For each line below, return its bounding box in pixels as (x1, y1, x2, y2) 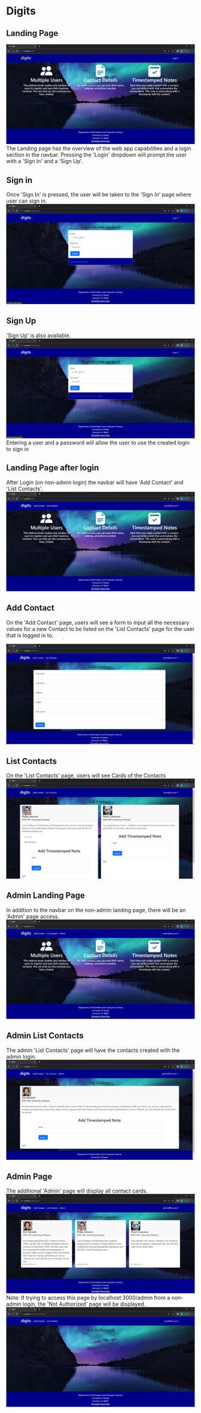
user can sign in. (6, 197, 47, 205)
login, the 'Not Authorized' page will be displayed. (23, 1300, 146, 1307)
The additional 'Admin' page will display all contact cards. (6, 1187, 148, 1195)
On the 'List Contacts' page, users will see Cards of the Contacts (6, 772, 166, 779)
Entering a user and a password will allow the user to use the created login (6, 439, 190, 446)
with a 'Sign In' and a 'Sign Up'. (6, 158, 83, 165)
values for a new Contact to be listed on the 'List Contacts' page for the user (6, 625, 195, 632)
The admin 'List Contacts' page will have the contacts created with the (6, 1047, 180, 1054)
